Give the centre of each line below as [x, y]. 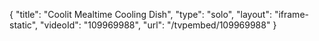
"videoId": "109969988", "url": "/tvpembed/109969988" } [158, 25]
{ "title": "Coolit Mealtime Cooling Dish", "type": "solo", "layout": [140, 14]
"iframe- [291, 14]
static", [24, 25]
